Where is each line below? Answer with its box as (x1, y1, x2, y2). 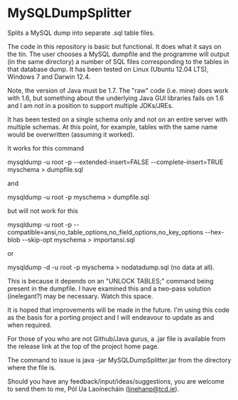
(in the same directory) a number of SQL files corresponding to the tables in (7, 57, 229, 65)
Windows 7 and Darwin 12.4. (7, 72, 91, 81)
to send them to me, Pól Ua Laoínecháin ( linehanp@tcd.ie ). (7, 384, 180, 393)
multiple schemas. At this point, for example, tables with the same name (7, 122, 218, 131)
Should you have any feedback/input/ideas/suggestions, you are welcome (7, 377, 225, 385)
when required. (7, 320, 52, 329)
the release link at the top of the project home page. (7, 342, 160, 350)
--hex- (205, 227, 225, 236)
